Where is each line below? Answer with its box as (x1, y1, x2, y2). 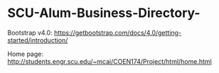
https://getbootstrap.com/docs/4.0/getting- (53, 28, 182, 37)
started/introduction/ (7, 35, 68, 44)
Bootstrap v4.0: (7, 28, 53, 37)
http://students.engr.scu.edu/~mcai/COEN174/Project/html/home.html (7, 57, 212, 65)
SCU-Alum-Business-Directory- (7, 5, 201, 21)
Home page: (7, 50, 44, 58)
